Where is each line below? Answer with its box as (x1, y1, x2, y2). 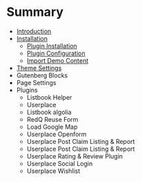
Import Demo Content (26, 56, 89, 64)
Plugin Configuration (26, 49, 85, 57)
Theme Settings (16, 64, 62, 72)
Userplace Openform (26, 129, 87, 138)
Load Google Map (26, 122, 78, 131)
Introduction (16, 27, 52, 35)
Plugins (16, 86, 39, 94)
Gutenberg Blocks (16, 71, 68, 80)
